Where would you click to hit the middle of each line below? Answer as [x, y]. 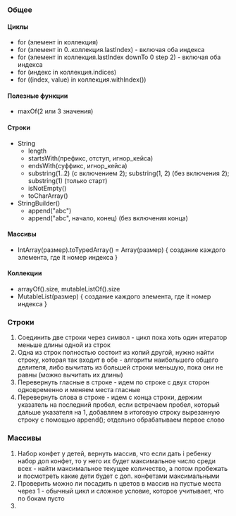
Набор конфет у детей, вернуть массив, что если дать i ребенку [114, 453]
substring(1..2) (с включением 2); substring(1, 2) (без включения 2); [129, 173]
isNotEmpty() [47, 188]
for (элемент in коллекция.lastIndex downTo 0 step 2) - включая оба [119, 57]
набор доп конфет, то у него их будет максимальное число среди [117, 461]
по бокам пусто [41, 498]
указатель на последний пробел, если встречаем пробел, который [118, 405]
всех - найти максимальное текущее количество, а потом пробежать [123, 468]
